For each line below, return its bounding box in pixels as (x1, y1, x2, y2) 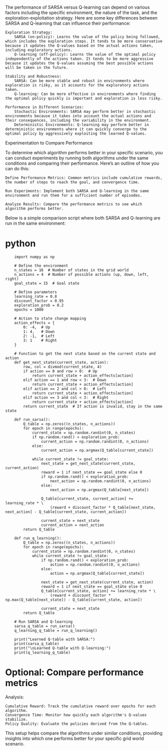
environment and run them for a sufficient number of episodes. (5, 193, 142, 198)
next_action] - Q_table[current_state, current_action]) (5, 509, 127, 514)
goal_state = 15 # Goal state (14, 281, 80, 286)
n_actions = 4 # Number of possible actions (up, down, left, (14, 272, 149, 277)
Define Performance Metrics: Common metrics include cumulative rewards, (5, 175, 163, 180)
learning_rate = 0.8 (14, 294, 57, 299)
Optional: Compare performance (5, 667, 144, 678)
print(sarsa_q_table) (14, 641, 59, 646)
